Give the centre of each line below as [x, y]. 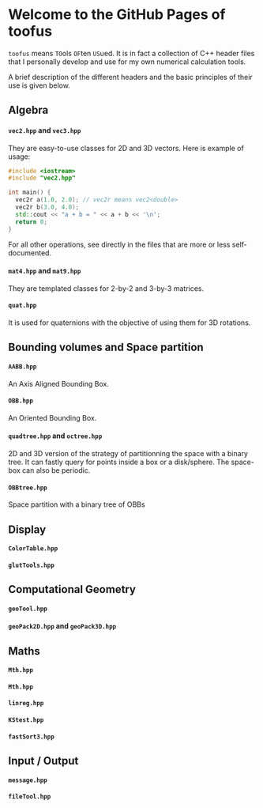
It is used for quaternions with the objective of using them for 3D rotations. [130, 323]
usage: [19, 157]
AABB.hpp [23, 366]
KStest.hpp [26, 720]
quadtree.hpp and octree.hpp [55, 436]
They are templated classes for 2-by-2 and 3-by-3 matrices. [106, 288]
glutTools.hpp [32, 565]
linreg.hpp [26, 704]
